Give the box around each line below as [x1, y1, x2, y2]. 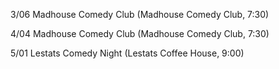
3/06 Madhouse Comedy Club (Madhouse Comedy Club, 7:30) [10, 9, 270, 20]
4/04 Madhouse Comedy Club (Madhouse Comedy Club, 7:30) [10, 28, 270, 39]
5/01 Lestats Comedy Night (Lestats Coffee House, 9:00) [10, 47, 245, 59]
